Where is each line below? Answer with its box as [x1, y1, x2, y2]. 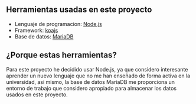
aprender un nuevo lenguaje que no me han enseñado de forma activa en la [6, 72, 191, 79]
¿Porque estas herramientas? [6, 50, 117, 60]
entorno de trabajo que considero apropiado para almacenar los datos [6, 84, 177, 92]
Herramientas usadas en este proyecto [6, 5, 152, 15]
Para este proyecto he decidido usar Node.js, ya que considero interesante [6, 66, 188, 73]
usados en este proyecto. [6, 91, 68, 98]
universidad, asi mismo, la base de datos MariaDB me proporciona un [6, 78, 175, 85]
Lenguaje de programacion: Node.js [14, 20, 102, 27]
